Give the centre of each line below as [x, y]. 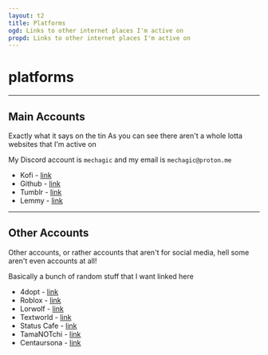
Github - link [40, 183]
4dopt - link [39, 291]
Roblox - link [40, 300]
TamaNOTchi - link [50, 334]
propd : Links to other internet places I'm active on [100, 38]
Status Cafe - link [48, 325]
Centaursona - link [50, 342]
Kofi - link [35, 175]
